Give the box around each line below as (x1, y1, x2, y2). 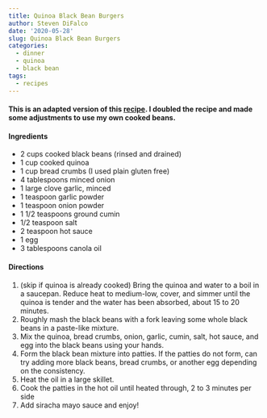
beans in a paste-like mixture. (19, 323, 119, 332)
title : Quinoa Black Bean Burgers (8, 11, 125, 20)
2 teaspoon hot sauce (19, 227, 93, 236)
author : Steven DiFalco (8, 19, 89, 27)
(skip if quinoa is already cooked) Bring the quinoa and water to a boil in (19, 280, 260, 290)
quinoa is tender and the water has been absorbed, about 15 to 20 (19, 297, 240, 307)
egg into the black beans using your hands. (19, 340, 164, 349)
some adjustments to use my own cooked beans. (8, 113, 176, 123)
